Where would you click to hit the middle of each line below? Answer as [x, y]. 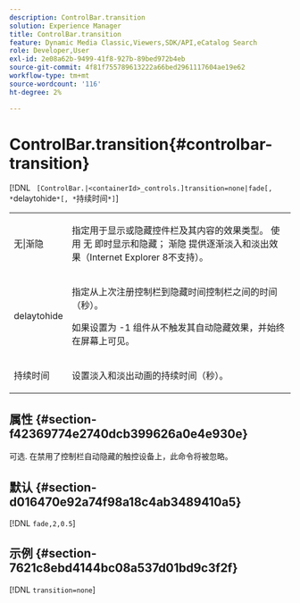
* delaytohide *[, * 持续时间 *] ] [64, 198]
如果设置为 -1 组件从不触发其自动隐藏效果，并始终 [179, 328]
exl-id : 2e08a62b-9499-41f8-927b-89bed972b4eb [97, 59]
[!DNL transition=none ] [53, 590]
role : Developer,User [50, 51]
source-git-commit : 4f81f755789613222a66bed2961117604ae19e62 [127, 68]
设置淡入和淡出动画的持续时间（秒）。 [150, 376]
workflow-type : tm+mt [50, 76]
